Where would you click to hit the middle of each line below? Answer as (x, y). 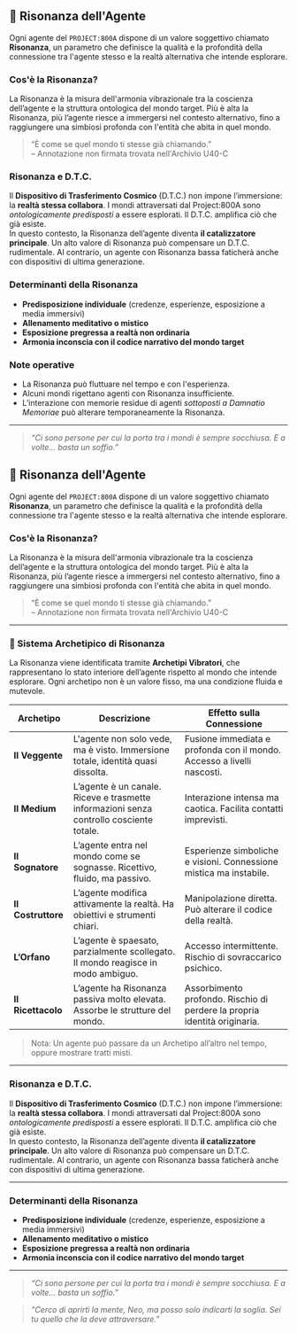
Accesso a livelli (218, 761)
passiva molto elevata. (119, 1000)
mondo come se (107, 856)
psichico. (203, 969)
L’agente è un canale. (117, 787)
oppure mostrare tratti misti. (81, 1053)
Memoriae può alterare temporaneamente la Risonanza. (123, 412)
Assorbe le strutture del (122, 1010)
